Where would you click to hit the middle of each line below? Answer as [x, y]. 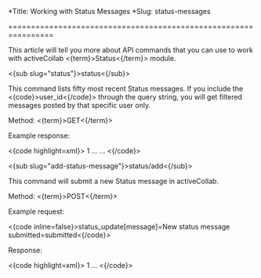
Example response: [39, 135]
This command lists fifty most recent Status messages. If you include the [126, 88]
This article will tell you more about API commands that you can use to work [130, 50]
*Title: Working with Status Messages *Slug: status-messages [109, 11]
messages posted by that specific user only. [80, 105]
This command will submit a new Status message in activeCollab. [114, 181]
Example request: [36, 211]
